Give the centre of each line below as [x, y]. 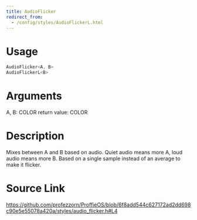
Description [35, 136]
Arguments [34, 96]
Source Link [36, 189]
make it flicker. [24, 164]
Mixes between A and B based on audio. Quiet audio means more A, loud [94, 152]
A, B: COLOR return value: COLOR [47, 112]
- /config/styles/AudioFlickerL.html [57, 22]
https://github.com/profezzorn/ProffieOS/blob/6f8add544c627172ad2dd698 [98, 204]
